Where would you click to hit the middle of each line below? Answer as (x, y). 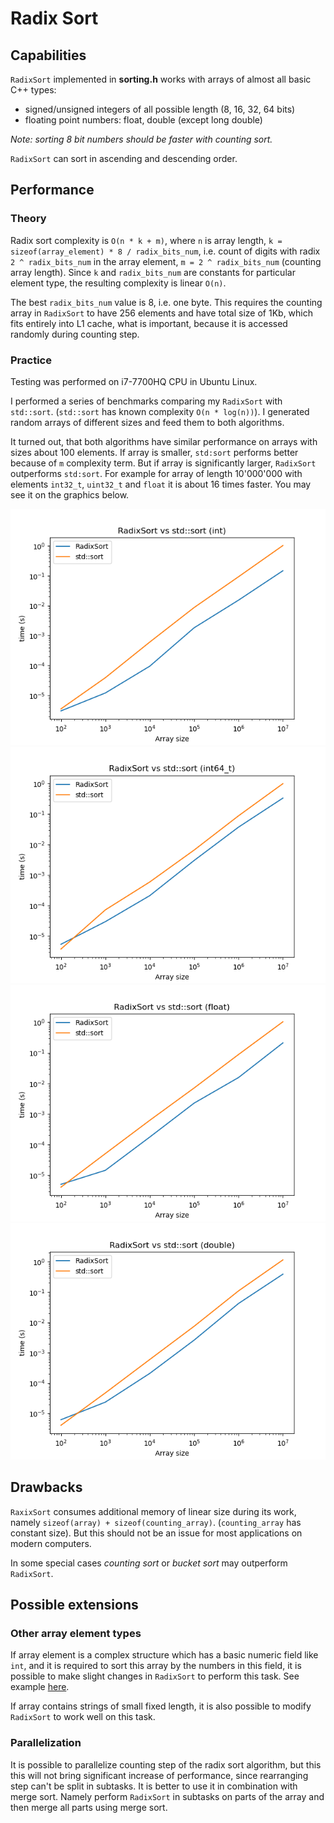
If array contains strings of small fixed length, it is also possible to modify (161, 1706)
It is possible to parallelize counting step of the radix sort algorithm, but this (166, 1764)
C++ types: (33, 90)
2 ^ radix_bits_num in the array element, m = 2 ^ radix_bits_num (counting (166, 261)
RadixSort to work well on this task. (83, 1717)
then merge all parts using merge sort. (89, 1807)
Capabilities (48, 55)
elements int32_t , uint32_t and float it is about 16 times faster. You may (161, 484)
